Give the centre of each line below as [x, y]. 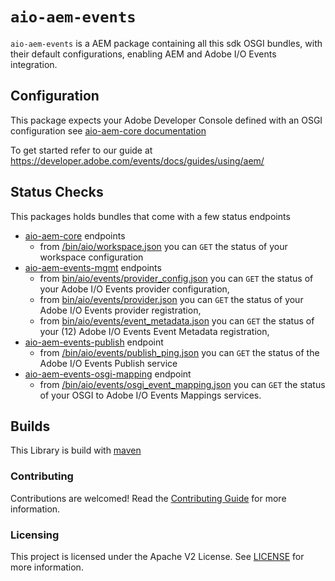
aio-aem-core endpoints [75, 235]
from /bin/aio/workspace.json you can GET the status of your [163, 246]
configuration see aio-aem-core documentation [108, 130]
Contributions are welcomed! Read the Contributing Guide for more [148, 498]
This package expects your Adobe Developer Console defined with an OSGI [166, 120]
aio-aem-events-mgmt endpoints [93, 267]
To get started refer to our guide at [81, 150]
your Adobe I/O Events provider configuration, [134, 289]
